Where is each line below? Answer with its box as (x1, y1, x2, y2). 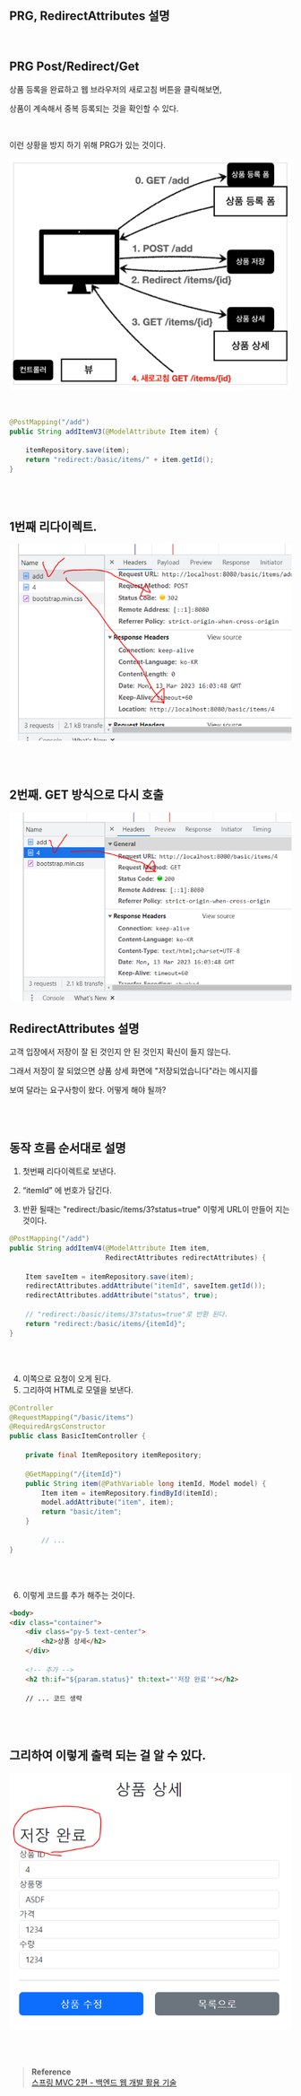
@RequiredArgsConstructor (9, 1422, 106, 1431)
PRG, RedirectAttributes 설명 (9, 8, 170, 24)
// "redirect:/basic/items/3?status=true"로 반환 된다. (25, 1310, 229, 1319)
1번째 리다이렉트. (9, 519, 98, 534)
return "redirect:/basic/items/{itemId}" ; (25, 1319, 186, 1328)
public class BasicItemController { (9, 1432, 146, 1441)
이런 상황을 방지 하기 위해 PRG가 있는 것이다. (9, 139, 166, 150)
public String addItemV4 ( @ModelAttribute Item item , (9, 1244, 211, 1253)
